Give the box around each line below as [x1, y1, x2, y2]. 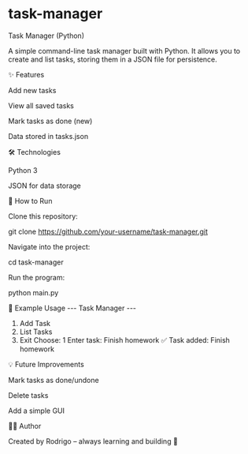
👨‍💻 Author [8, 421, 42, 430]
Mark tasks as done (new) [8, 116, 93, 126]
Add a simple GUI [8, 406, 65, 415]
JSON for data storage [8, 181, 81, 190]
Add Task [19, 318, 51, 328]
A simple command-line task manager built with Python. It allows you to [8, 46, 241, 55]
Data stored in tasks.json [8, 131, 89, 141]
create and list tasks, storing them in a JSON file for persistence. [8, 54, 218, 64]
